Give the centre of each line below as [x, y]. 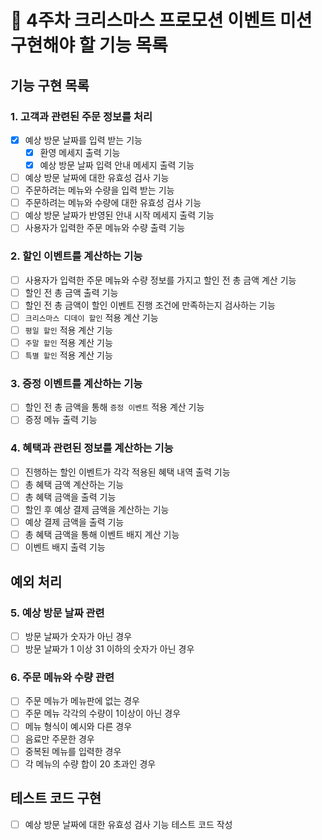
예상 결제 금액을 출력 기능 [74, 522]
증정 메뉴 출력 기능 [61, 420]
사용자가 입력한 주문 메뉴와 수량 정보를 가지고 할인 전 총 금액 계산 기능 [160, 280]
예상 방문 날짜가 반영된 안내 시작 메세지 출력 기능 [119, 215]
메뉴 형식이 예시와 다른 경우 [78, 726]
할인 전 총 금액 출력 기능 [71, 292]
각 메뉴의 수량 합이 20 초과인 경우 [90, 763]
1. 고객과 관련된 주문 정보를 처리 [81, 116]
